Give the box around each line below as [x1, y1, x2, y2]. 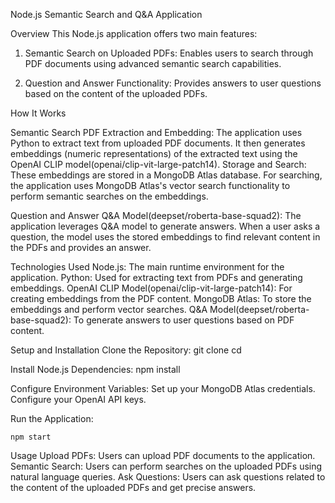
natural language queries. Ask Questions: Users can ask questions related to [10, 471, 326, 483]
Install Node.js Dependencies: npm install [10, 364, 181, 375]
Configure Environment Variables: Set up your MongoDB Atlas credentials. [10, 383, 316, 394]
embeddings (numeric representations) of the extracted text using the [10, 148, 298, 159]
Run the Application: [10, 413, 94, 424]
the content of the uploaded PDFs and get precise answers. [10, 482, 257, 493]
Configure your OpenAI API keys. [10, 394, 147, 405]
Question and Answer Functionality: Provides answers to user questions [24, 77, 322, 89]
